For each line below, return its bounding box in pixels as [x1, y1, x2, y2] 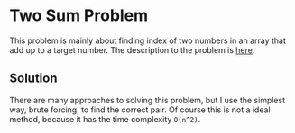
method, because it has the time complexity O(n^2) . [9, 113, 201, 124]
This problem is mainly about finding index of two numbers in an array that [9, 35, 287, 46]
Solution [9, 71, 58, 86]
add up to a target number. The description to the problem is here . [9, 44, 255, 55]
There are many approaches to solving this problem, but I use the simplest [9, 94, 286, 105]
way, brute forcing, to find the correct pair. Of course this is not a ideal [9, 104, 271, 115]
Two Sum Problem [9, 5, 149, 26]
